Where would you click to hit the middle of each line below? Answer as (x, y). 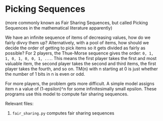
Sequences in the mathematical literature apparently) (59, 28)
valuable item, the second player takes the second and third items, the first (81, 63)
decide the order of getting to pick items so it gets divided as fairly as (75, 48)
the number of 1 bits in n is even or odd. (45, 74)
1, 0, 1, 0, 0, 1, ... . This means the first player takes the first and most (81, 58)
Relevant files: (19, 103)
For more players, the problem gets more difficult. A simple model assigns (80, 83)
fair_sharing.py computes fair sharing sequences (63, 113)
